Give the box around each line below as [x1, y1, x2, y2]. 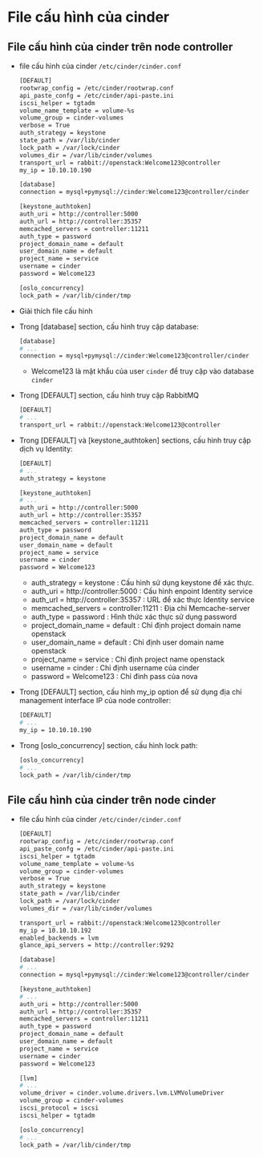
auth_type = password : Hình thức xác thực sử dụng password [30, 612, 237, 621]
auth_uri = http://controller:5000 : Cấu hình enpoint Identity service [30, 586, 253, 597]
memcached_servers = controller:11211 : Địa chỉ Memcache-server [30, 604, 250, 613]
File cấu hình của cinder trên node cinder [7, 793, 216, 807]
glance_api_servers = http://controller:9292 [18, 941, 174, 949]
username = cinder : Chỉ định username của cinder [30, 663, 200, 673]
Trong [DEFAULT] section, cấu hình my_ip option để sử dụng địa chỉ [18, 687, 242, 697]
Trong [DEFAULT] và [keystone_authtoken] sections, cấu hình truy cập [18, 435, 252, 445]
